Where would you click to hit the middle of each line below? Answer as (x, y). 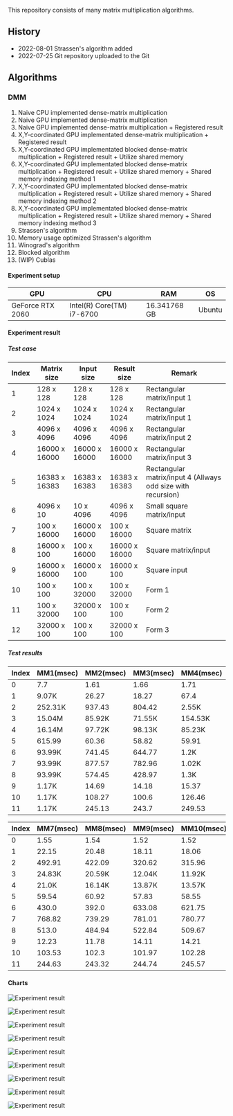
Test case (22, 348)
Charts (18, 982)
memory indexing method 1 (56, 179)
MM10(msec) (204, 829)
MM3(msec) (154, 673)
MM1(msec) (58, 673)
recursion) (162, 495)
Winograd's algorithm (49, 245)
